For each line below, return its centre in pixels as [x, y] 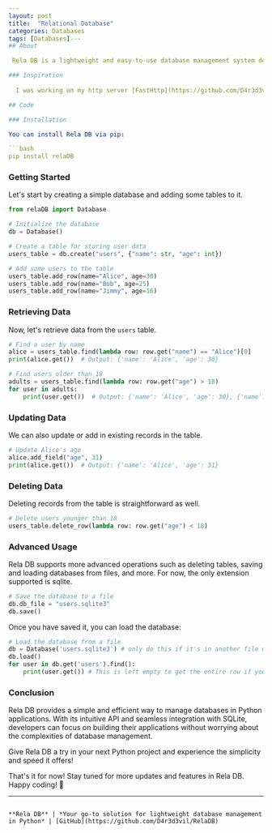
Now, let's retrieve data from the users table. [82, 330]
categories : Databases [47, 31]
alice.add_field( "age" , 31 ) [56, 457]
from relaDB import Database [57, 210]
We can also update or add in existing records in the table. [106, 435]
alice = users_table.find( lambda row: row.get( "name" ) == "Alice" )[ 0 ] [130, 352]
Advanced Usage [43, 546]
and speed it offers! [41, 760]
